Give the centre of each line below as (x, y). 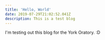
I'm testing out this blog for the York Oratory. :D (53, 33)
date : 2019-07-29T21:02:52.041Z (38, 14)
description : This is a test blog (40, 19)
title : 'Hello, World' (28, 10)
